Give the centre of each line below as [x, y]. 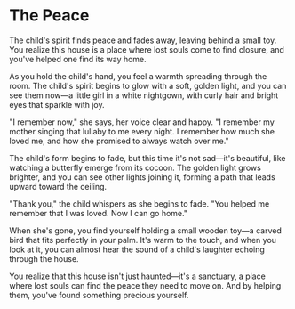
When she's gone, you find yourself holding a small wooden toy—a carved [145, 230]
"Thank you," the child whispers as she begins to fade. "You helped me [140, 203]
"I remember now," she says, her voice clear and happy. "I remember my [142, 122]
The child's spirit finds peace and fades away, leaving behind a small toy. [143, 40]
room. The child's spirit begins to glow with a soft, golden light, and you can [148, 85]
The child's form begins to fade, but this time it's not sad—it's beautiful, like [147, 158]
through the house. [44, 258]
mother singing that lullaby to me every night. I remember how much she [142, 131]
